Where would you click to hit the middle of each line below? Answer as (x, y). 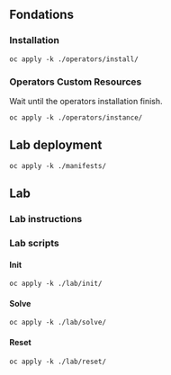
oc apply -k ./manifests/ (58, 165)
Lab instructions (46, 219)
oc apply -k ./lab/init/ (56, 284)
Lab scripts (35, 244)
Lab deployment (56, 145)
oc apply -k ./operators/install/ (74, 59)
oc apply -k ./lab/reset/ (58, 362)
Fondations (42, 15)
